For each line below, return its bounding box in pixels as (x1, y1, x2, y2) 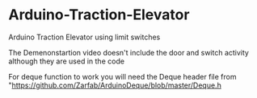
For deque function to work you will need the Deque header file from (8, 71, 237, 81)
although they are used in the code (8, 56, 125, 66)
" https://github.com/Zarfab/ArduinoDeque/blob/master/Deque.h (8, 80, 222, 90)
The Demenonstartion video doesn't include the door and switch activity (8, 47, 249, 57)
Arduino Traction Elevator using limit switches (8, 32, 161, 42)
